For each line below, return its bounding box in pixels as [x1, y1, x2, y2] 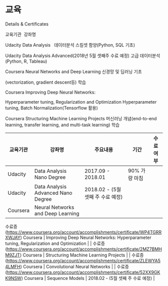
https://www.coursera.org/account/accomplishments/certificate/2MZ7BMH [6, 246, 162, 252]
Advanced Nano [34, 189, 72, 196]
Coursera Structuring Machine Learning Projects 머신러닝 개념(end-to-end [5, 115, 157, 121]
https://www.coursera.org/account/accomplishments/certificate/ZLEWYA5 [6, 257, 161, 263]
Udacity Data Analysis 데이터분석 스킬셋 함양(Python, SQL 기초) [5, 42, 135, 48]
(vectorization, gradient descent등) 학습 [5, 79, 86, 85]
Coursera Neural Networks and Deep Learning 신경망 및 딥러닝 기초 [5, 68, 142, 75]
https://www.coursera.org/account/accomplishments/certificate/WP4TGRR [6, 229, 161, 235]
